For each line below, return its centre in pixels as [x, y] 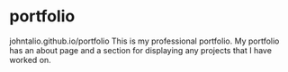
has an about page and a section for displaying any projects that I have [141, 50]
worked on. [30, 60]
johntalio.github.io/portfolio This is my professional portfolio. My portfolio [144, 41]
